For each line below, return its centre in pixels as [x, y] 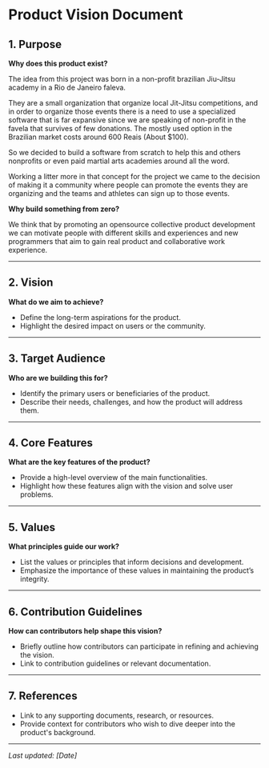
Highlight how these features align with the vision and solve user [126, 486]
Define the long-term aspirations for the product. [100, 317]
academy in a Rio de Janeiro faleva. [67, 87]
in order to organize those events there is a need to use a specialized [122, 111]
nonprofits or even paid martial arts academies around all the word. [119, 161]
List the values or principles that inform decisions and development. [132, 562]
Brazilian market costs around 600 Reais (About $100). [98, 137]
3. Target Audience [57, 359]
